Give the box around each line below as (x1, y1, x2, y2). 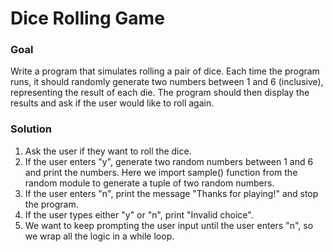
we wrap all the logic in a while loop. (24, 230, 175, 242)
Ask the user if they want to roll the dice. (24, 145, 192, 157)
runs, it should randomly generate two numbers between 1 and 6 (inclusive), (10, 76, 324, 88)
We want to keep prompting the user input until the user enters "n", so (24, 219, 314, 231)
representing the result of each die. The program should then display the (10, 87, 310, 99)
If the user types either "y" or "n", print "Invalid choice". (24, 208, 254, 221)
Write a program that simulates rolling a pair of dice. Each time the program (10, 65, 320, 77)
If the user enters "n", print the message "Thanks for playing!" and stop (24, 187, 319, 199)
